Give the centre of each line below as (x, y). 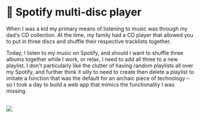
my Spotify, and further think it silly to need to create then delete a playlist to (100, 72)
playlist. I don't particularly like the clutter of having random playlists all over (100, 66)
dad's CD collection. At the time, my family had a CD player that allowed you (100, 35)
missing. (16, 91)
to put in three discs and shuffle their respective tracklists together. (89, 41)
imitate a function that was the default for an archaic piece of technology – (98, 78)
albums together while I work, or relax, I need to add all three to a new (92, 59)
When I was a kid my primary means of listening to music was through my (97, 29)
